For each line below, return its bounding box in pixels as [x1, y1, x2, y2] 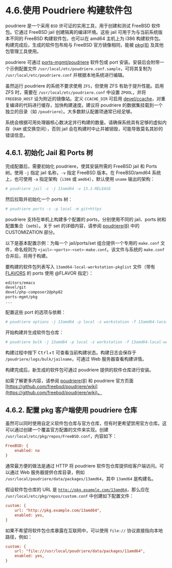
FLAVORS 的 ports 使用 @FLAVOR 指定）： [5, 270, 94, 276]
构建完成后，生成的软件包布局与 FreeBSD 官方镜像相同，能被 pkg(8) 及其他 [5, 41, 164, 48]
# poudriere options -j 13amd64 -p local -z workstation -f [5, 319, 137, 324]
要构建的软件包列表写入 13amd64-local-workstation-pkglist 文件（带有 [5, 263, 156, 269]
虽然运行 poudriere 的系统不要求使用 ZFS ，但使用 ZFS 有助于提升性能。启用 [5, 82, 164, 89]
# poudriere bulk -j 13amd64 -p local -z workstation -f [5, 339, 130, 345]
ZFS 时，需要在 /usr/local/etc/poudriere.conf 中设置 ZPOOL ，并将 [5, 89, 146, 95]
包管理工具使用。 [5, 48, 41, 54]
